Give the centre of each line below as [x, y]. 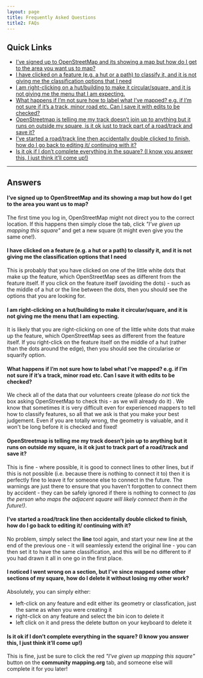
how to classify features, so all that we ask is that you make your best [93, 414]
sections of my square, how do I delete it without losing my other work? [98, 578]
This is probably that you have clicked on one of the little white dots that [96, 270]
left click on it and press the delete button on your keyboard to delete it [104, 623]
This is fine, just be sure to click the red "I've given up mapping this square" [101, 656]
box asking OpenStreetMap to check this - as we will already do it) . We [95, 402]
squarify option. [27, 355]
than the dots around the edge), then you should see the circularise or [94, 349]
